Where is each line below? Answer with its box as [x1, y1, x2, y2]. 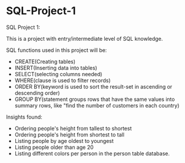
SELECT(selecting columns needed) [14, 70, 103, 77]
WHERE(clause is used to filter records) [14, 77, 111, 84]
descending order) [14, 89, 60, 96]
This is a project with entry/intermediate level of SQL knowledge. [6, 35, 163, 42]
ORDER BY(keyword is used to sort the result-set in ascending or [14, 83, 173, 90]
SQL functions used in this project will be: [6, 46, 107, 54]
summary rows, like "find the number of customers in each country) [14, 102, 180, 109]
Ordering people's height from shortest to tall [14, 131, 125, 138]
